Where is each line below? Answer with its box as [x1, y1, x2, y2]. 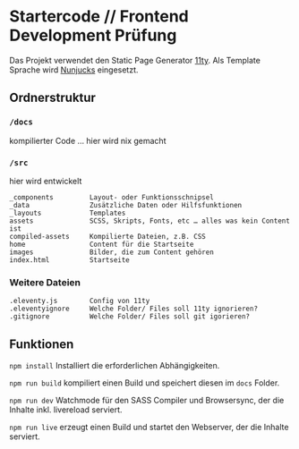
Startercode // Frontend [9, 6, 190, 27]
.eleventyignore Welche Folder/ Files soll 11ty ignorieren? [9, 304, 258, 314]
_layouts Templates [9, 208, 126, 217]
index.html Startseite [9, 255, 130, 265]
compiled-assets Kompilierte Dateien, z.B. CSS [9, 232, 206, 241]
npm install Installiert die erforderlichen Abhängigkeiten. [9, 360, 220, 371]
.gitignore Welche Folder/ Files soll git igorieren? [9, 312, 251, 321]
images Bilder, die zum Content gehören [9, 248, 215, 257]
